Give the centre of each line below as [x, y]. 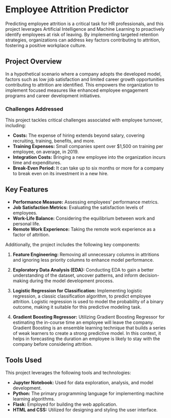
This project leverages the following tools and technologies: [68, 372]
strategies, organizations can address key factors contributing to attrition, [83, 40]
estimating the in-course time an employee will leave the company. [83, 322]
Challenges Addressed [34, 109]
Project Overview [34, 62]
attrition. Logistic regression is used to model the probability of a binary [88, 301]
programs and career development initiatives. [53, 95]
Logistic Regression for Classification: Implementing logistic [77, 290]
